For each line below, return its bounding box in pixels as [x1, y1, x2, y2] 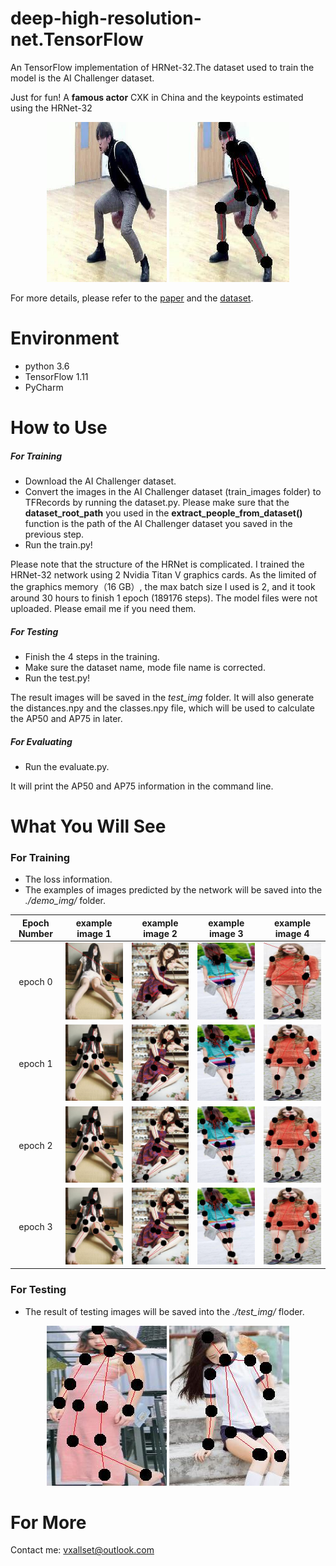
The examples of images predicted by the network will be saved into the [24, 884, 323, 896]
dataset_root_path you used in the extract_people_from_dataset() [24, 507, 303, 519]
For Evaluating [10, 735, 73, 747]
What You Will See [10, 815, 167, 838]
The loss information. [24, 873, 113, 886]
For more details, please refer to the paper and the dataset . [10, 292, 254, 304]
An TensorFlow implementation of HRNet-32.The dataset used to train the [10, 61, 315, 73]
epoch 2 [18, 1139, 53, 1151]
